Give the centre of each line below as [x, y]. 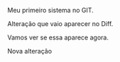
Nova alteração [29, 51]
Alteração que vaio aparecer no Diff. [60, 24]
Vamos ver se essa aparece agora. [58, 37]
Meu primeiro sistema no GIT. [50, 10]
